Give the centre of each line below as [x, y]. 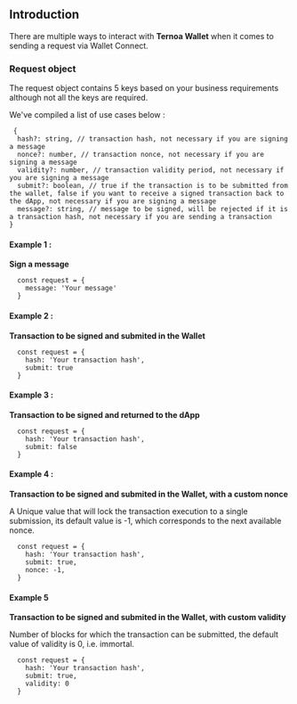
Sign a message [39, 264]
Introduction [44, 15]
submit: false [51, 446]
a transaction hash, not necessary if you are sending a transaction [141, 217]
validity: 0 [47, 684]
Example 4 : [32, 474]
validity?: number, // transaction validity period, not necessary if [151, 170]
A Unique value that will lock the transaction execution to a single [128, 511]
